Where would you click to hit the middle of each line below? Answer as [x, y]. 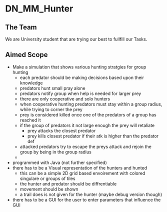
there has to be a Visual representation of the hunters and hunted [80, 167]
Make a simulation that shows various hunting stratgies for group [79, 67]
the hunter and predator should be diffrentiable [68, 183]
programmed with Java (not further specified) [60, 162]
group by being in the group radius [55, 152]
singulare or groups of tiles [48, 178]
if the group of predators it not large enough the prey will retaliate [87, 125]
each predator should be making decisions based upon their [82, 77]
